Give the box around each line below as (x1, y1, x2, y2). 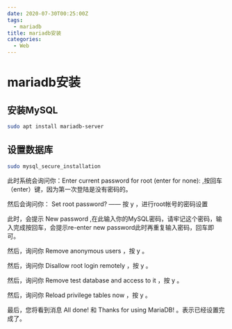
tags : (7, 17, 23, 24)
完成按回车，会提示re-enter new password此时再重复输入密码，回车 (13, 223, 208, 231)
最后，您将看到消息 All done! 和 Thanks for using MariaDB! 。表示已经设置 (7, 305, 219, 314)
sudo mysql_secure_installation (7, 162, 101, 170)
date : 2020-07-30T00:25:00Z (7, 10, 89, 17)
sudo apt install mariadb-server (7, 123, 104, 130)
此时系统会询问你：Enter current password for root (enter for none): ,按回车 (7, 176, 223, 185)
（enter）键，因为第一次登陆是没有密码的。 (7, 185, 132, 193)
